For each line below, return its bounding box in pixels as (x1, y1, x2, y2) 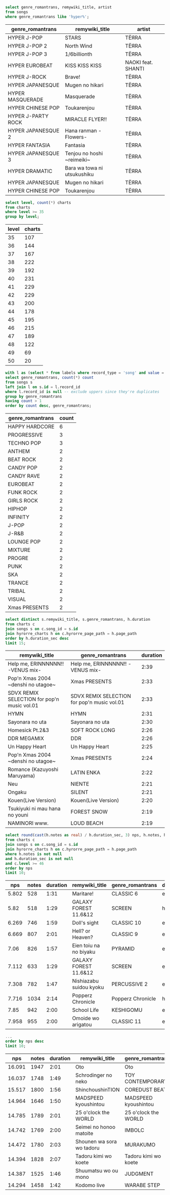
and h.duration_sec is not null (5, 856, 73, 861)
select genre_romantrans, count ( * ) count (5, 375, 94, 380)
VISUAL (8, 596, 26, 603)
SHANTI (125, 65, 144, 72)
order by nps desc (5, 1039, 44, 1044)
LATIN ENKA (70, 769, 100, 776)
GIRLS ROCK (8, 497, 38, 504)
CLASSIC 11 (111, 1018, 142, 1025)
